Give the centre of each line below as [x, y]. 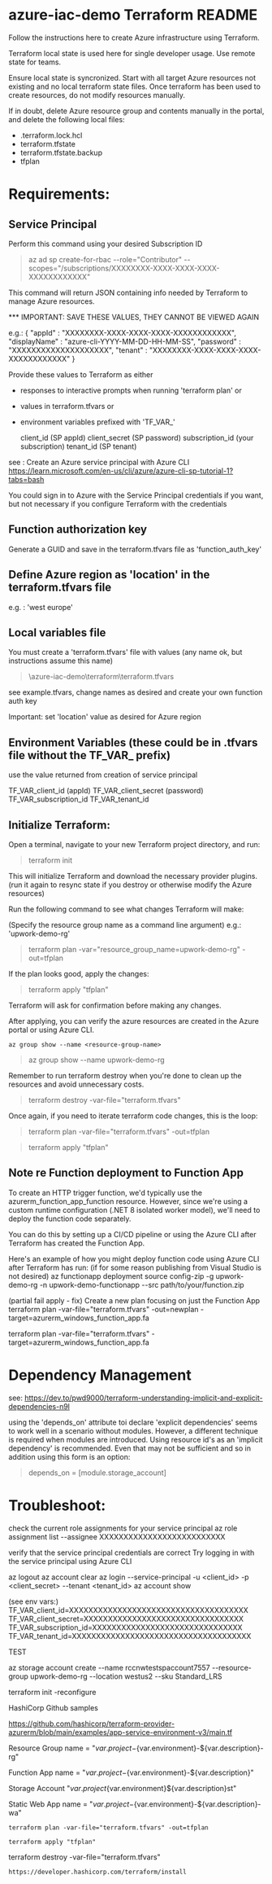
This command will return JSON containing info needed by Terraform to [128, 292]
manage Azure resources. [52, 301]
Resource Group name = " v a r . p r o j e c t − [72, 1748]
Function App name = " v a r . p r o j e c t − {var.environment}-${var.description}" [131, 1772]
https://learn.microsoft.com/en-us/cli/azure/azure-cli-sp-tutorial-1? [121, 471]
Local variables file [57, 632]
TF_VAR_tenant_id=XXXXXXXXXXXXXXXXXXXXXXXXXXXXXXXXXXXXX [130, 1636]
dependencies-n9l [39, 1406]
